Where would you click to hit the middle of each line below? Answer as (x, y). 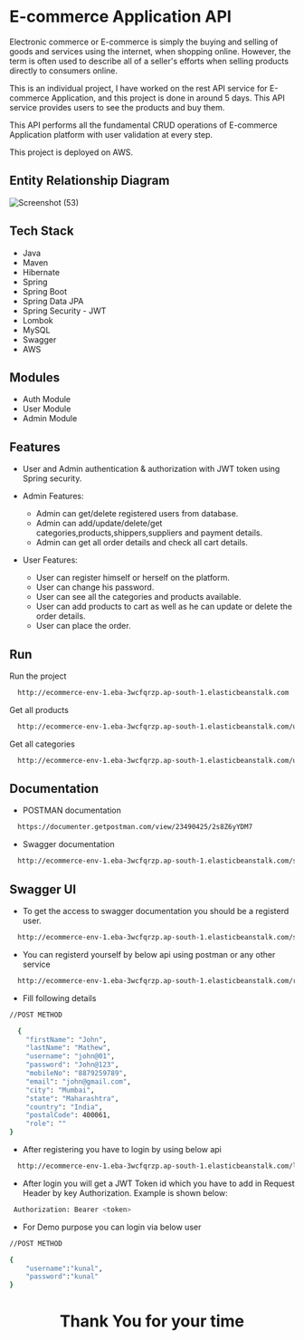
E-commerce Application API (121, 17)
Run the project (38, 676)
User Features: (50, 560)
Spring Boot (45, 291)
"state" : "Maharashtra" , (72, 1098)
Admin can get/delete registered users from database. (137, 514)
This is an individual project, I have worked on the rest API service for (139, 88)
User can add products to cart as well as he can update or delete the (164, 607)
